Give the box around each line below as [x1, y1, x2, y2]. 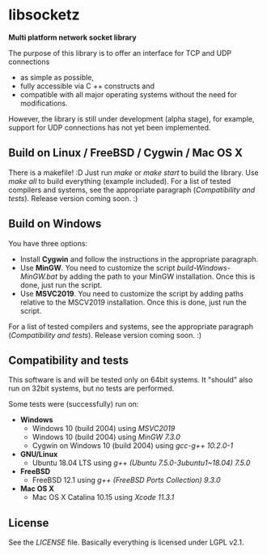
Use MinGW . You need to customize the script [19, 263, 176, 272]
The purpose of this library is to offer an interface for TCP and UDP [8, 48, 232, 58]
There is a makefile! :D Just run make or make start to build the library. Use [8, 168, 259, 177]
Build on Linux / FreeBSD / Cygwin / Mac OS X [8, 146, 243, 160]
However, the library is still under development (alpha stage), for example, [8, 113, 255, 123]
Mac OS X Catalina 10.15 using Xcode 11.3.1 [32, 493, 175, 502]
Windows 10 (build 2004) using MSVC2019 [32, 424, 176, 433]
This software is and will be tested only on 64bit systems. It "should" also [8, 375, 253, 385]
